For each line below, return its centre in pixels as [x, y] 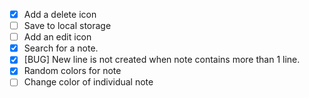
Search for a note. [61, 48]
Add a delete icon [60, 14]
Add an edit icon [57, 37]
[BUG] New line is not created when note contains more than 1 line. [162, 60]
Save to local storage [67, 26]
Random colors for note [72, 71]
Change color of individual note [88, 82]
